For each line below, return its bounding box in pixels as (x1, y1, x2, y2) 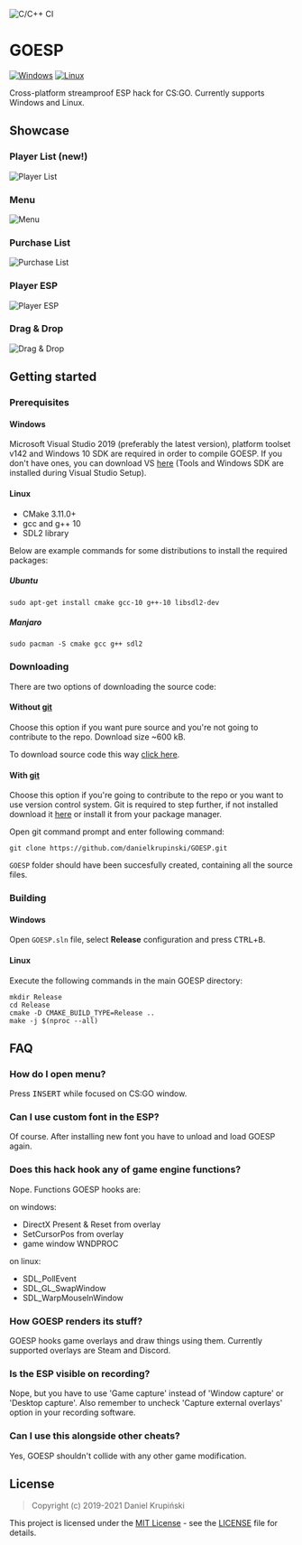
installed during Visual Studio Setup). (9, 468, 147, 479)
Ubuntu (9, 575, 39, 586)
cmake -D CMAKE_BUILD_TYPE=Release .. (9, 1008, 155, 1018)
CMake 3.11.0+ (22, 508, 77, 519)
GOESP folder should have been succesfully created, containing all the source (9, 860, 293, 870)
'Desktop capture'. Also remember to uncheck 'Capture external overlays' (9, 1398, 283, 1409)
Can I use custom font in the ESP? (9, 1111, 160, 1123)
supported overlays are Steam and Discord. (9, 1345, 171, 1356)
